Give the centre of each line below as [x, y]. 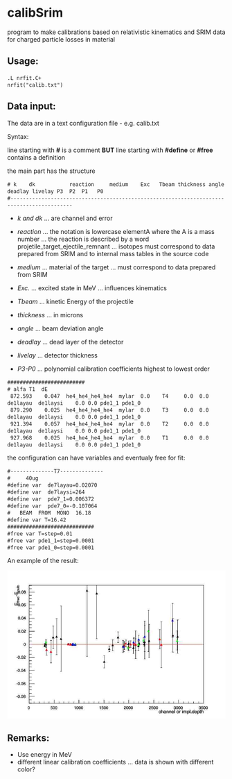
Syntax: [18, 136]
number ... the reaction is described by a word [83, 239]
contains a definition [36, 157]
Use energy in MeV [45, 755]
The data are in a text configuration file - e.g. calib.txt [83, 123]
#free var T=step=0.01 [40, 534]
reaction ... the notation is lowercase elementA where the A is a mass [116, 231]
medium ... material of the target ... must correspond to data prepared [116, 267]
